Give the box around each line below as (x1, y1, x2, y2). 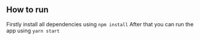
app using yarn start (6, 27, 60, 34)
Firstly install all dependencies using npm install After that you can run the (6, 20, 194, 27)
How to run (6, 5, 49, 15)
